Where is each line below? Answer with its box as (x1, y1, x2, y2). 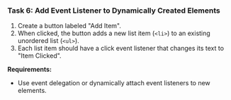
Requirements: (7, 65, 52, 74)
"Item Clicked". (17, 51, 62, 60)
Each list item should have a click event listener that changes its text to (17, 44, 225, 53)
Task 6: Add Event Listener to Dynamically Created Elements (7, 6, 221, 15)
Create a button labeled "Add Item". (17, 22, 122, 30)
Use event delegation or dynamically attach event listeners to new (17, 79, 210, 87)
